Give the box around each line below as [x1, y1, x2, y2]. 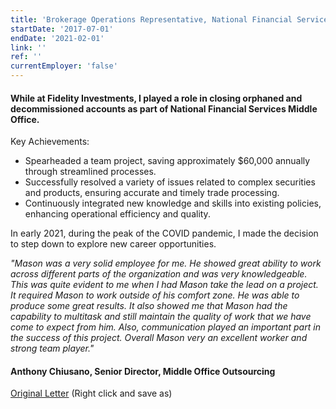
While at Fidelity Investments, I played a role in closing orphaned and [10, 92, 303, 104]
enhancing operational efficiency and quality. [24, 208, 211, 220]
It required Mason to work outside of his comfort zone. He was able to [10, 289, 300, 301]
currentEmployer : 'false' [10, 61, 118, 71]
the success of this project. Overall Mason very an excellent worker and [10, 332, 308, 344]
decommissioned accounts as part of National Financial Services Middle [10, 102, 318, 115]
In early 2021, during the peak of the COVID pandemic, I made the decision [10, 227, 319, 240]
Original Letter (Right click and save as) [10, 387, 173, 400]
